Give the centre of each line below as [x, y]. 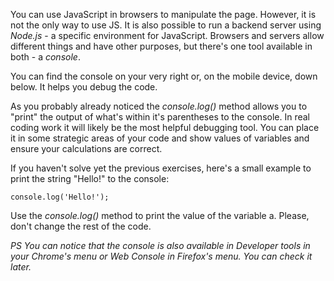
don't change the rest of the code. [81, 226]
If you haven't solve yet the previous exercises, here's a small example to [161, 168]
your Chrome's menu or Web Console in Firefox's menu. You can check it [161, 256]
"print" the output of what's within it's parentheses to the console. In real [160, 117]
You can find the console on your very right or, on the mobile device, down [164, 76]
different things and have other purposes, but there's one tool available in [161, 46]
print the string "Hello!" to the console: [90, 178]
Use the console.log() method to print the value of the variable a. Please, [160, 215]
